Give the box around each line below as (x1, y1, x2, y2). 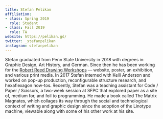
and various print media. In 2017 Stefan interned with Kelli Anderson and (5, 72, 151, 78)
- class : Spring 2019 (5, 16, 49, 21)
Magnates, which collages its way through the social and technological (5, 98, 148, 103)
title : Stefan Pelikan (5, 7, 51, 12)
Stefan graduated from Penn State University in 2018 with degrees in (5, 56, 143, 62)
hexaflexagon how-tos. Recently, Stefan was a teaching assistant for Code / (5, 82, 158, 88)
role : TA (9, 30, 27, 34)
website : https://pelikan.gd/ (5, 34, 67, 39)
